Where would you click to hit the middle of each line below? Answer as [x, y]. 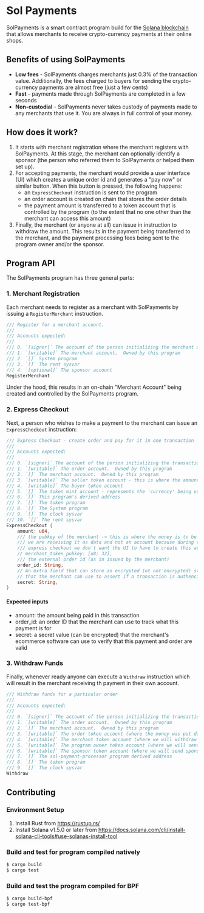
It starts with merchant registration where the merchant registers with [102, 147]
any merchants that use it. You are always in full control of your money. [104, 113]
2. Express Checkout [38, 410]
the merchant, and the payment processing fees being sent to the [97, 238]
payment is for [33, 628]
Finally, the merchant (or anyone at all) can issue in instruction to [96, 225]
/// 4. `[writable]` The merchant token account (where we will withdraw [102, 739]
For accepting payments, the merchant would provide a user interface [102, 173]
